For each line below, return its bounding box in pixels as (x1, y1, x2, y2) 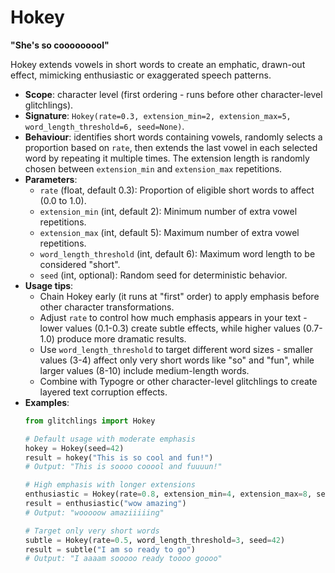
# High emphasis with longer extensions (24, 480, 196, 490)
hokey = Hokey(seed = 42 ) (24, 443, 125, 453)
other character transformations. (39, 301, 175, 313)
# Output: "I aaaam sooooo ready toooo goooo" (24, 554, 223, 564)
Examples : (24, 396, 70, 408)
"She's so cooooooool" (10, 39, 110, 51)
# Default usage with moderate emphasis (24, 434, 196, 444)
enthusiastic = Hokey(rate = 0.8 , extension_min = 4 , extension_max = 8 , (24, 489, 313, 500)
